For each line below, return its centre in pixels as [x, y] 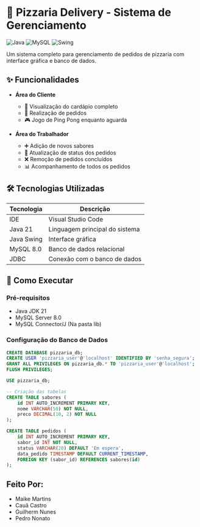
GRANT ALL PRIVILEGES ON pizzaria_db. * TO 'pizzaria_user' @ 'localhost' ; [101, 364]
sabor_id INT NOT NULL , [48, 442]
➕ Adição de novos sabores [59, 145]
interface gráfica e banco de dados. [51, 60]
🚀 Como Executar [40, 280]
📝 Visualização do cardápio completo [71, 106]
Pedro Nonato [33, 518]
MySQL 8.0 [26, 249]
